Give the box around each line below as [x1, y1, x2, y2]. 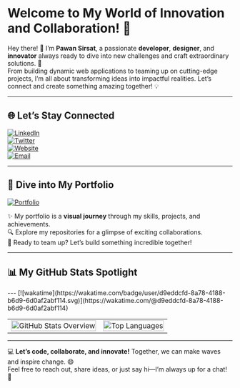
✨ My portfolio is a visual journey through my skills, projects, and [7, 212, 201, 220]
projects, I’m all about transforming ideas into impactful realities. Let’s [7, 74, 212, 83]
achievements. [7, 219, 51, 228]
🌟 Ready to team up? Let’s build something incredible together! [7, 238, 192, 247]
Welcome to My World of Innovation [7, 5, 225, 21]
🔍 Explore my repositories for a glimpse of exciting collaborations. [7, 227, 203, 237]
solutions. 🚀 [7, 59, 42, 67]
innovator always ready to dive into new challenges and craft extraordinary [7, 51, 229, 60]
